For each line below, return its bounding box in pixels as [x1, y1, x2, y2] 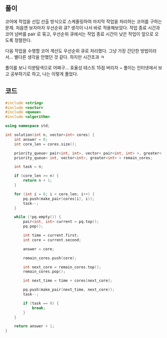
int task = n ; [14, 164, 43, 169]
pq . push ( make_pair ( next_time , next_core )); [23, 287, 115, 293]
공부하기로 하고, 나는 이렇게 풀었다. [10, 71, 78, 77]
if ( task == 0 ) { [23, 301, 59, 306]
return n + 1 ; [23, 178, 52, 183]
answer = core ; [23, 246, 55, 252]
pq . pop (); [23, 224, 43, 229]
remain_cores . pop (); [23, 269, 66, 274]
